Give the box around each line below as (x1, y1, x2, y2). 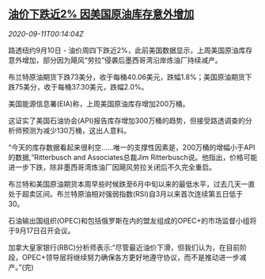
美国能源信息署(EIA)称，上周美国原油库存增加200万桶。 (8, 98, 190, 109)
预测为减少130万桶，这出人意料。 (21, 125, 131, 135)
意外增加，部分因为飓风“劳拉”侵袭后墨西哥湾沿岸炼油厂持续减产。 (8, 55, 223, 65)
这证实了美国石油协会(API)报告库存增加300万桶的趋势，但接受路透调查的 (8, 116, 245, 125)
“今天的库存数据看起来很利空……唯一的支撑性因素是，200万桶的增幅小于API (8, 142, 256, 152)
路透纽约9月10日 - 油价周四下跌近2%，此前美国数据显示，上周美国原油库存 (8, 45, 253, 55)
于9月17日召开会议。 (8, 225, 75, 235)
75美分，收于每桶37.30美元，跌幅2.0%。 (14, 82, 149, 91)
